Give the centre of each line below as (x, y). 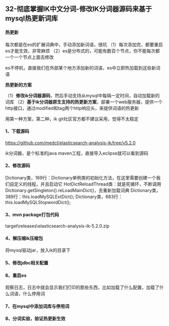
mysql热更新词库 (32, 18)
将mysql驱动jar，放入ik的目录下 (38, 250)
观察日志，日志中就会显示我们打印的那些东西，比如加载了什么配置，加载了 (82, 287)
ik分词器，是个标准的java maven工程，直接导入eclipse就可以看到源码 (77, 153)
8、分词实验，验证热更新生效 (35, 318)
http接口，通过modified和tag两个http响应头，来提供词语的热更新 (72, 108)
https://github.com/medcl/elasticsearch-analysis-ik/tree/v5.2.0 (70, 143)
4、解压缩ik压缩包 (24, 238)
